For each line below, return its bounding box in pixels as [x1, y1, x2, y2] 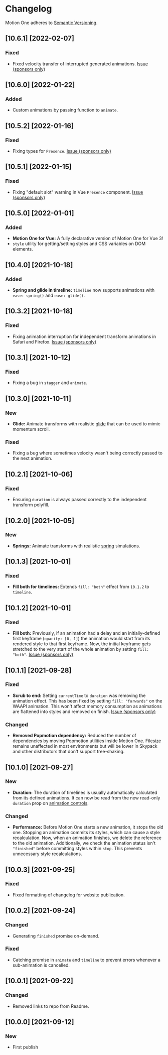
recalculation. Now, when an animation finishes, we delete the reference [12, 835, 162, 841]
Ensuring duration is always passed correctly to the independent [12, 497, 147, 503]
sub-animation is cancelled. [12, 962, 70, 968]
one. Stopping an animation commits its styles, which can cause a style [12, 830, 160, 836]
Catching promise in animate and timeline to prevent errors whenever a [12, 957, 160, 963]
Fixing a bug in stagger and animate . [12, 380, 87, 386]
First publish [12, 1044, 39, 1050]
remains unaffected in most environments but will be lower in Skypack [12, 743, 158, 749]
